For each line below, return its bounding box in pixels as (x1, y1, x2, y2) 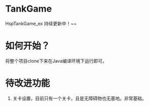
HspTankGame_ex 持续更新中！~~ (5, 20, 77, 26)
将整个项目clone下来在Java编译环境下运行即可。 (5, 58, 107, 64)
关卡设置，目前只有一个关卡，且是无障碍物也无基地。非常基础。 (12, 95, 146, 101)
